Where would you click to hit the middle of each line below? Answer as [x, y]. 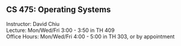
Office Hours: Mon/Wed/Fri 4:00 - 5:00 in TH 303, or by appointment [90, 36]
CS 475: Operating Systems [58, 10]
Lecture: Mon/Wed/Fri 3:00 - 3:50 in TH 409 [60, 30]
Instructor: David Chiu [33, 24]
